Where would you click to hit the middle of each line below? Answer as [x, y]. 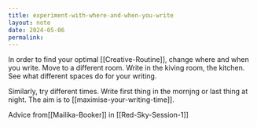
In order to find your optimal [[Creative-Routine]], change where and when [128, 60]
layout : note [29, 23]
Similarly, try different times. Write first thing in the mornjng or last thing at [128, 92]
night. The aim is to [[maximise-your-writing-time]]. [91, 100]
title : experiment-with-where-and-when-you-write [91, 15]
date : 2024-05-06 [37, 30]
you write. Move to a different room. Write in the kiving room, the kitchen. [127, 68]
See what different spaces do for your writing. [83, 76]
